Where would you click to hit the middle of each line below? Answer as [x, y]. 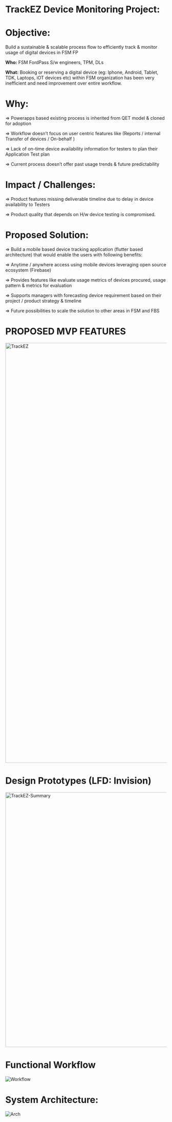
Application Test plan [28, 154]
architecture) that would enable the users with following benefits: [74, 255]
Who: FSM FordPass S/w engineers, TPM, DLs [55, 62]
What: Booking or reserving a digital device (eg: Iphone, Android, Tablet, [82, 72]
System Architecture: [52, 1100]
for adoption [18, 123]
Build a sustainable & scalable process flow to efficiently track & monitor [81, 47]
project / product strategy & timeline [44, 301]
